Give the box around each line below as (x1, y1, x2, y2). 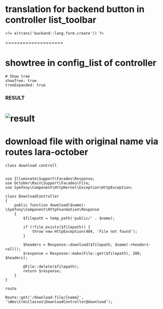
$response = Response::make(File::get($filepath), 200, (23, 251, 142, 256)
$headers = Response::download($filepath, (23, 242, 113, 247)
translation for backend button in (5, 4, 145, 15)
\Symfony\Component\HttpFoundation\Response (5, 207, 99, 212)
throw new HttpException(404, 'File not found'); (31, 229, 137, 234)
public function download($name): (14, 202, 86, 208)
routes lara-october (5, 147, 88, 158)
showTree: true (5, 78, 37, 83)
